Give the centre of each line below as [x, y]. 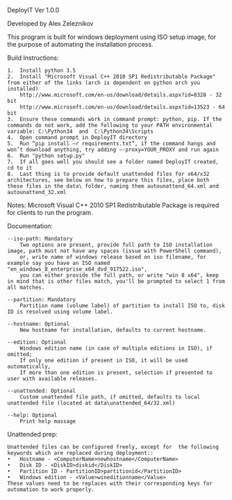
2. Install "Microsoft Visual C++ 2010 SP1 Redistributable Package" [111, 76]
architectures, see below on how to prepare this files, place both [108, 180]
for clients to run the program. [50, 212]
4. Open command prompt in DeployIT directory [77, 138]
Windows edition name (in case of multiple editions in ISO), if [116, 348]
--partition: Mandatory [42, 300]
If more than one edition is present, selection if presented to [116, 373]
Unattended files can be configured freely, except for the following [113, 447]
